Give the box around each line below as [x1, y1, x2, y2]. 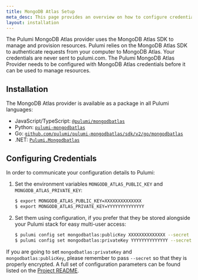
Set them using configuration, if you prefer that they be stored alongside [14, 214, 190, 221]
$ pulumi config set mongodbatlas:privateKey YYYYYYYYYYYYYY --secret [14, 237, 192, 243]
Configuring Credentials [6, 153, 97, 163]
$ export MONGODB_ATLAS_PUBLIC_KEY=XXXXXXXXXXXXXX [14, 198, 142, 204]
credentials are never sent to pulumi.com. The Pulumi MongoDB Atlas [6, 54, 175, 62]
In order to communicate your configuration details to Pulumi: [6, 169, 155, 176]
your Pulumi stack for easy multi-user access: [14, 220, 127, 228]
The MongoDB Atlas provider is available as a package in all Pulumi [6, 100, 169, 107]
